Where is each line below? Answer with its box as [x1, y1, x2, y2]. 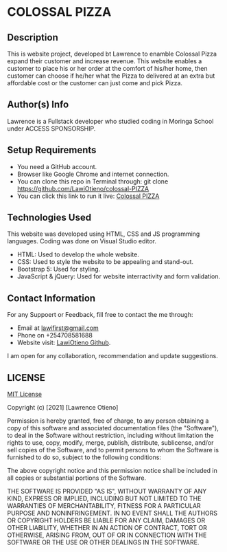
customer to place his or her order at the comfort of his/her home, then [7, 65, 208, 72]
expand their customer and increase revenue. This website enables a [7, 57, 202, 65]
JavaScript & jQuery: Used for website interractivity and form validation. [16, 272, 221, 280]
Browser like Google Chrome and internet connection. [16, 170, 169, 178]
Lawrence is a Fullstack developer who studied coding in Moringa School [7, 117, 214, 125]
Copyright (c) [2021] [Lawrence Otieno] [7, 404, 119, 412]
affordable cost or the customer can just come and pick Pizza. [7, 79, 183, 87]
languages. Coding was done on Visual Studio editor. [7, 237, 156, 245]
